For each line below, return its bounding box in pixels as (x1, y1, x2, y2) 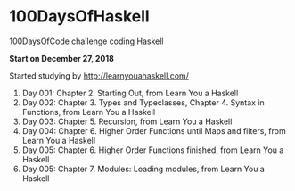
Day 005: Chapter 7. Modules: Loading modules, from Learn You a (21, 163, 265, 174)
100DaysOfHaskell (9, 6, 150, 27)
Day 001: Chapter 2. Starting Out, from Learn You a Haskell (21, 87, 239, 98)
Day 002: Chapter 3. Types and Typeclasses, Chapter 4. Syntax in (21, 96, 265, 108)
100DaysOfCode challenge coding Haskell (9, 36, 164, 46)
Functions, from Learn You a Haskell (21, 106, 156, 117)
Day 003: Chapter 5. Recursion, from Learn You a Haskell (21, 116, 233, 127)
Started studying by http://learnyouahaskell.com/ (9, 70, 190, 81)
